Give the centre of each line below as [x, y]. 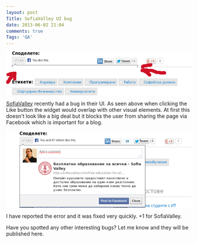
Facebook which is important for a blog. [54, 122]
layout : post [22, 12]
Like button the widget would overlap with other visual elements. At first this [98, 109]
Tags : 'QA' [19, 37]
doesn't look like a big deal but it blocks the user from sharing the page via [96, 116]
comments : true [25, 31]
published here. [25, 234]
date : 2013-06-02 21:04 [35, 25]
